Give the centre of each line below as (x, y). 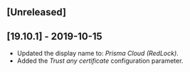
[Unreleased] (37, 12)
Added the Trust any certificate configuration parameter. (100, 61)
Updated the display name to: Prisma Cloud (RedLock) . (97, 54)
